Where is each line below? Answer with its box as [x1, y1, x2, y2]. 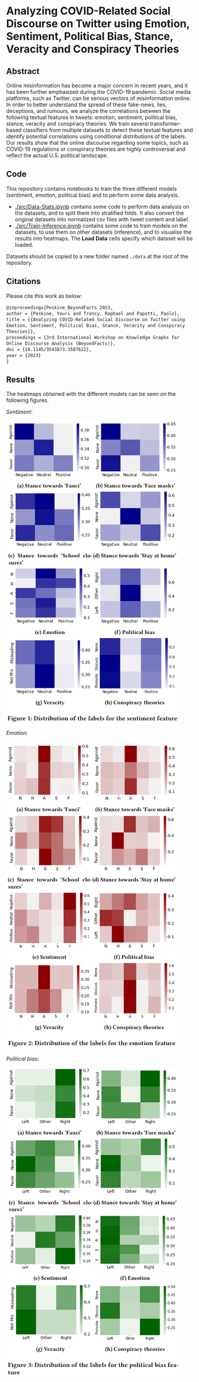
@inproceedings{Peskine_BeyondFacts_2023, [6, 304, 113, 310]
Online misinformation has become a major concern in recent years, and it [6, 82, 188, 89]
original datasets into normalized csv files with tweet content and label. [14, 215, 189, 222]
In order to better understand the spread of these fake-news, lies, [6, 101, 167, 108]
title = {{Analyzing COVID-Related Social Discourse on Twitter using [6, 316, 185, 322]
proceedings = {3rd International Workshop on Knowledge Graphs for [6, 334, 180, 340]
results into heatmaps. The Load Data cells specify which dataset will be [14, 234, 193, 242]
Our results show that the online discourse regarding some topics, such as [6, 139, 189, 146]
